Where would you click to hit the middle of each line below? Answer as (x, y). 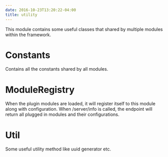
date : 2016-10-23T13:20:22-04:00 (41, 10)
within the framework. (28, 35)
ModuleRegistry (40, 90)
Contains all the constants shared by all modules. (57, 69)
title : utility (21, 15)
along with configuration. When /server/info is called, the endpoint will (79, 109)
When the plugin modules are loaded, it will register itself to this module (80, 104)
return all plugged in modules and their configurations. (62, 114)
